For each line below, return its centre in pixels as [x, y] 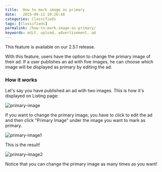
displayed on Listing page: [32, 96]
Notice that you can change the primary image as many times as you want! [81, 164]
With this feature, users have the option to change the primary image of [78, 57]
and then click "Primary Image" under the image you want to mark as [75, 120]
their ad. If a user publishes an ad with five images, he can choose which [79, 62]
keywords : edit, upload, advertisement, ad [51, 33]
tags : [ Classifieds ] [26, 24]
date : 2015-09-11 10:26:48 [35, 14]
